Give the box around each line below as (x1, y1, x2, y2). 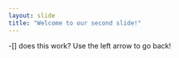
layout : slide (8, 11, 56, 20)
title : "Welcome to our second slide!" (8, 19, 142, 27)
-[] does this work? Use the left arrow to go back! (8, 41, 172, 50)
